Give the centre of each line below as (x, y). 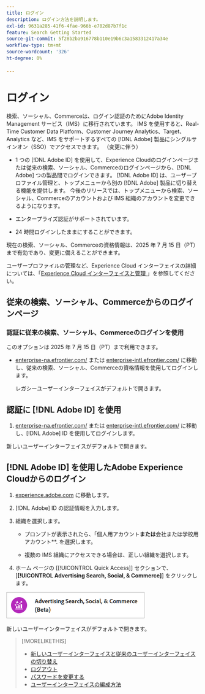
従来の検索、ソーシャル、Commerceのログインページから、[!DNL (109, 167)
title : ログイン (25, 13)
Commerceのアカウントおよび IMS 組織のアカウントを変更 (110, 198)
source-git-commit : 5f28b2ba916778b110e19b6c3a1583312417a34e (87, 39)
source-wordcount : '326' (38, 52)
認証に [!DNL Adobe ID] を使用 (64, 410)
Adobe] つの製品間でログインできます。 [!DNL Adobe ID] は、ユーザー (103, 175)
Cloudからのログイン (46, 479)
